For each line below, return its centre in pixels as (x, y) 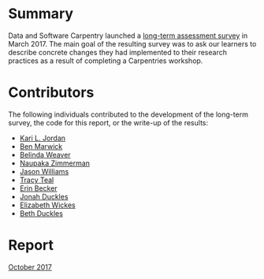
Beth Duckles (41, 213)
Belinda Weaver (45, 154)
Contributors (51, 93)
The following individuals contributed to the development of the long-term (128, 114)
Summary (41, 14)
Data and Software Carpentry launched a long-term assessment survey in (128, 35)
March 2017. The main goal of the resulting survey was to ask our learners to (132, 43)
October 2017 (30, 267)
